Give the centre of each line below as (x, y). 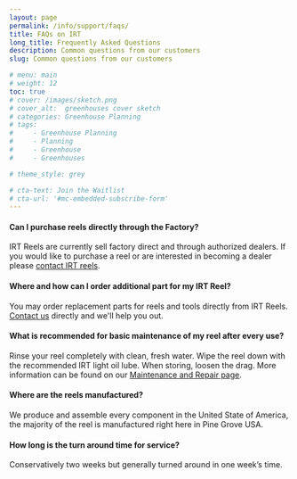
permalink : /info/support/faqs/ (69, 26)
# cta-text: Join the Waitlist (67, 190)
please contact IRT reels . (55, 266)
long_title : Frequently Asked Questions (85, 42)
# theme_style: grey (48, 174)
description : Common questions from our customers (105, 51)
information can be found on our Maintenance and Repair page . (126, 375)
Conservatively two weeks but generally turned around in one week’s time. (146, 465)
